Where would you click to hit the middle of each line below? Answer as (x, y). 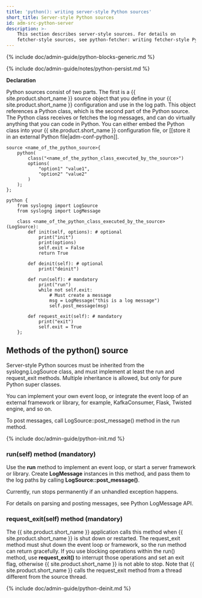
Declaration (21, 80)
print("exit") (56, 322)
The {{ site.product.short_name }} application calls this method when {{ (95, 532)
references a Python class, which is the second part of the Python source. (98, 111)
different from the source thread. (47, 577)
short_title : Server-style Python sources (60, 17)
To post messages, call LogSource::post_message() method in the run (93, 420)
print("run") (54, 285)
